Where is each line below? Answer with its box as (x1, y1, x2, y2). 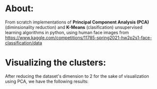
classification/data (5, 40, 43, 45)
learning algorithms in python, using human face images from (5, 29, 129, 35)
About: (5, 3, 34, 14)
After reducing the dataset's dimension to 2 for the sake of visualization (5, 73, 149, 79)
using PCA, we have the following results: (5, 78, 89, 84)
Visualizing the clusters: (5, 57, 106, 68)
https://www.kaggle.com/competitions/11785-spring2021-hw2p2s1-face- (5, 35, 152, 41)
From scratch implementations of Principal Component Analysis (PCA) (5, 19, 149, 25)
